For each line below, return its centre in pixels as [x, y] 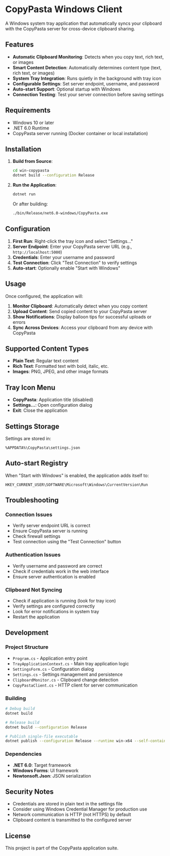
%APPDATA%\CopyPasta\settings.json [43, 448]
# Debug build [20, 709]
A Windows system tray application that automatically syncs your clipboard [83, 23]
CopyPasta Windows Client [64, 9]
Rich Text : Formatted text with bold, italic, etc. [60, 366]
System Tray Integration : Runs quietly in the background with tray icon [87, 78]
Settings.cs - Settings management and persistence [68, 674]
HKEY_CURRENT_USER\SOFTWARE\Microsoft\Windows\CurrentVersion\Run [77, 485]
